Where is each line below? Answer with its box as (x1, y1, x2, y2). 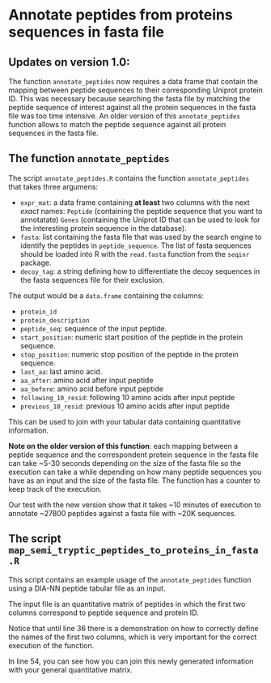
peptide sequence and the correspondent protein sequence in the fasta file (8, 450, 259, 459)
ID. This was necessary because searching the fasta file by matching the (8, 94, 251, 103)
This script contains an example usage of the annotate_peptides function (8, 574, 252, 584)
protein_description (19, 316, 90, 325)
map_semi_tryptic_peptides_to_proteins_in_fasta (8, 544, 259, 557)
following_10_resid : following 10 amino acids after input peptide (19, 392, 235, 402)
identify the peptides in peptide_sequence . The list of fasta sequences (19, 241, 252, 250)
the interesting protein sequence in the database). (19, 223, 188, 233)
